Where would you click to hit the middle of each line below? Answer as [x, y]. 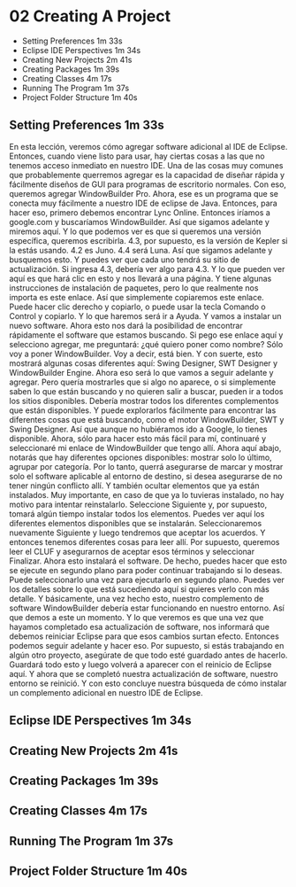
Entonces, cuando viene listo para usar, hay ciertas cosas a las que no [137, 156]
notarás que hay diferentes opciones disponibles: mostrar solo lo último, [140, 457]
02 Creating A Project [90, 16]
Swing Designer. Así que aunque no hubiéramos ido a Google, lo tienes [138, 429]
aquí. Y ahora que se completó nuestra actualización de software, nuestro [144, 673]
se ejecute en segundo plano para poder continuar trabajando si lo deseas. [146, 570]
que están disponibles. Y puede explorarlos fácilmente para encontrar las [143, 410]
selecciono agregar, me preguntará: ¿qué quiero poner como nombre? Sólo [146, 344]
